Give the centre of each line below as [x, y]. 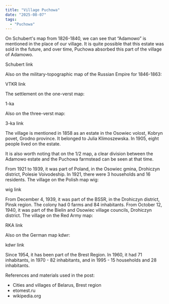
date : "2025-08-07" [26, 15]
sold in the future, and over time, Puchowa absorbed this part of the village [83, 49]
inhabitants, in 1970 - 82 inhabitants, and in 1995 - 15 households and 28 [81, 260]
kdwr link [15, 245]
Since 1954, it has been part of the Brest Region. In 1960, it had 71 [74, 255]
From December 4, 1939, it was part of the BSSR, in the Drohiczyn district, [82, 199]
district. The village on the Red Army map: [49, 215]
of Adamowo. [19, 55]
